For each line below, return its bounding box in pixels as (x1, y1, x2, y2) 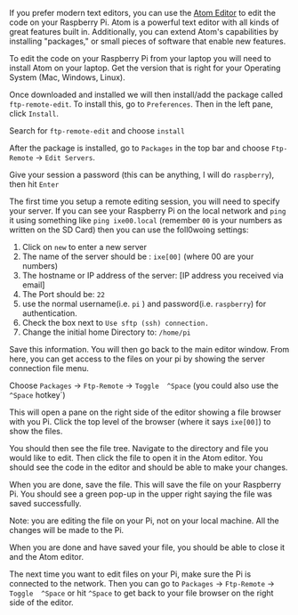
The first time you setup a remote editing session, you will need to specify (9, 196, 280, 206)
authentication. (21, 308, 77, 319)
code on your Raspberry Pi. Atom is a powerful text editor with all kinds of (9, 17, 279, 28)
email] (21, 279, 45, 290)
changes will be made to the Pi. (9, 525, 125, 535)
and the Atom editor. (9, 552, 85, 562)
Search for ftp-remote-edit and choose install (9, 125, 185, 136)
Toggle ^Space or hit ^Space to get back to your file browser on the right (9, 587, 274, 598)
